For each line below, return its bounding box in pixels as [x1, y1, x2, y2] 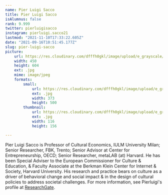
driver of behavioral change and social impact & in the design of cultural [5, 173, 154, 179]
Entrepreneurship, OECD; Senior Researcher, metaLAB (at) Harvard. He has [5, 152, 160, 158]
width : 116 [31, 118, 55, 124]
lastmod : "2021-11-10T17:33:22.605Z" [5, 35, 84, 40]
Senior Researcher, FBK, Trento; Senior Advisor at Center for [5, 147, 130, 153]
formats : [14, 77, 32, 82]
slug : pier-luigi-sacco [5, 44, 55, 49]
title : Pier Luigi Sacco [5, 12, 57, 17]
